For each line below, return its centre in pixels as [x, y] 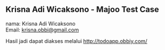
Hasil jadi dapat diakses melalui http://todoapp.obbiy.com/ [77, 41]
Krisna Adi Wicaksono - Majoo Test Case [82, 10]
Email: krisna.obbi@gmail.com [42, 30]
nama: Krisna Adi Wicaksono [41, 23]
